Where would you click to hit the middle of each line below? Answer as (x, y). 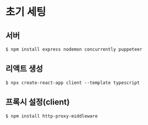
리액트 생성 (24, 69)
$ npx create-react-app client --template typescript (73, 83)
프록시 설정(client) (38, 102)
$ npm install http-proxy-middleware (52, 116)
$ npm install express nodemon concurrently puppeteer (74, 49)
